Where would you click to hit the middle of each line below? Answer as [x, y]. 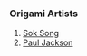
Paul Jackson [48, 42]
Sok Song [41, 33]
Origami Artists [44, 14]
